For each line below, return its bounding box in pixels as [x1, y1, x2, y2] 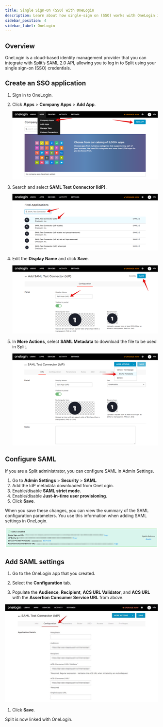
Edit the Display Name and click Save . [12, 255, 89, 261]
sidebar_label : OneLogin [5, 23, 55, 28]
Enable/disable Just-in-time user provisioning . [12, 493, 108, 498]
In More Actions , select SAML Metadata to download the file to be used [12, 338, 157, 344]
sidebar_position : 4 [5, 18, 47, 23]
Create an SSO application [5, 79, 86, 88]
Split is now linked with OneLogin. [5, 716, 73, 722]
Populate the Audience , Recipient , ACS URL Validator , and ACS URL [12, 589, 150, 595]
